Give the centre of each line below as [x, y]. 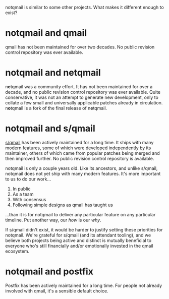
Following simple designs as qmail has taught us [63, 205]
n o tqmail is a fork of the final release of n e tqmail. [56, 108]
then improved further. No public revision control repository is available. [80, 158]
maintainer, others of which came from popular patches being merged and [82, 153]
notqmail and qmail [46, 33]
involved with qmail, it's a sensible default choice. [57, 291]
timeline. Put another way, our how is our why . [53, 220]
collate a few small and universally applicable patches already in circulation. [84, 102]
